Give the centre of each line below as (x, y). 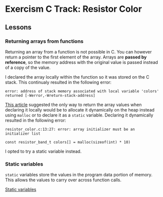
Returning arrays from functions (44, 41)
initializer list (23, 134)
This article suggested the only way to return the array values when (73, 105)
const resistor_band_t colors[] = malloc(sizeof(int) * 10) (68, 142)
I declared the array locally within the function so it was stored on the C (77, 77)
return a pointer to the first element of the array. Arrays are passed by (76, 57)
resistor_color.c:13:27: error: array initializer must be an (70, 129)
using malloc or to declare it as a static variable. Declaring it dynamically (79, 115)
